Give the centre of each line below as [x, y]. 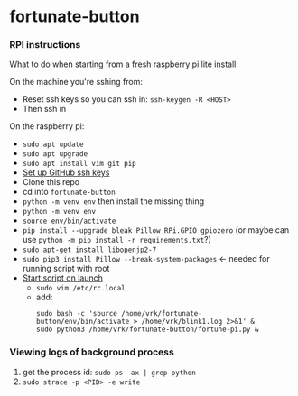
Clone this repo [51, 182]
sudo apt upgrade [55, 154]
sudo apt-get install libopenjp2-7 [89, 250]
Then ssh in [44, 109]
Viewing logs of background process [92, 352]
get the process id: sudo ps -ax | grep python [109, 372]
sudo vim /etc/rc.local [81, 289]
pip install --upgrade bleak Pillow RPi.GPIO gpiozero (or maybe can [156, 230]
